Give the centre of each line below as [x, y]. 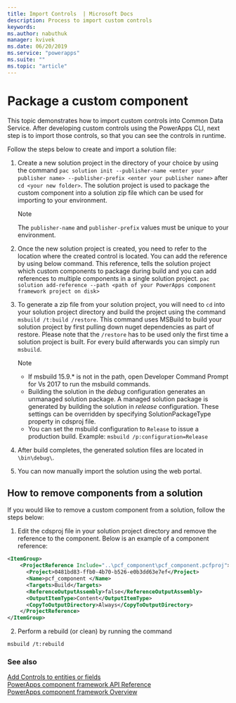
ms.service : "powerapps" [44, 53]
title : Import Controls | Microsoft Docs [70, 14]
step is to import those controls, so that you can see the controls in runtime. [117, 135]
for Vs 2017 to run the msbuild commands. [89, 384]
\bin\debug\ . [36, 457]
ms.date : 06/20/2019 [38, 46]
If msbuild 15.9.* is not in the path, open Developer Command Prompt [128, 376]
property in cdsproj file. [62, 421]
